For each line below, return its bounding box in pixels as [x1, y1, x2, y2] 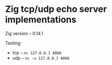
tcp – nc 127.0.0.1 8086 [12, 50, 62, 56]
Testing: [5, 40, 22, 46]
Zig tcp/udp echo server [5, 3, 107, 15]
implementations [5, 14, 77, 25]
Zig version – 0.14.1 [5, 30, 44, 36]
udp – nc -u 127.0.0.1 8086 [12, 55, 70, 61]
